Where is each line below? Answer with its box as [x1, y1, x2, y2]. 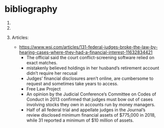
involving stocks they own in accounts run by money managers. [26, 101, 156, 107]
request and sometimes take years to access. [26, 80, 119, 87]
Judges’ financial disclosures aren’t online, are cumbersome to [26, 75, 154, 81]
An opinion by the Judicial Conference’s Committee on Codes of [26, 91, 157, 97]
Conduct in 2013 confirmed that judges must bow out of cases [26, 96, 153, 102]
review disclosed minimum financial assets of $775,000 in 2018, [26, 112, 156, 118]
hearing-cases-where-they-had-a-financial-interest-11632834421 [19, 49, 153, 55]
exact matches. [26, 60, 57, 65]
